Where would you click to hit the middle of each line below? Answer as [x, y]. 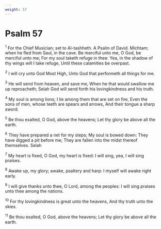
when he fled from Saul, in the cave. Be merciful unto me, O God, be [73, 53]
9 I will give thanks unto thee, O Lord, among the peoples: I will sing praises [80, 186]
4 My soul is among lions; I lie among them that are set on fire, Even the [76, 98]
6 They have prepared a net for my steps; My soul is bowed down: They [77, 134]
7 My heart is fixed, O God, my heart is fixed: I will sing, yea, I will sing [74, 155]
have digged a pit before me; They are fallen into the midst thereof [71, 140]
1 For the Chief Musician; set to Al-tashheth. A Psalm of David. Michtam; [77, 48]
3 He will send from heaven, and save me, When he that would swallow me [80, 83]
